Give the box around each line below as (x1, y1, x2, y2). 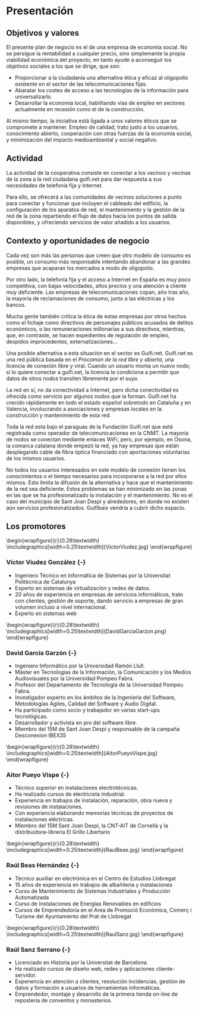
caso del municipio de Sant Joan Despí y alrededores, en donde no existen (6, 498, 189, 505)
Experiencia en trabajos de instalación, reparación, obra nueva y (14, 797, 173, 804)
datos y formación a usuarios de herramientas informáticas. (14, 984, 162, 991)
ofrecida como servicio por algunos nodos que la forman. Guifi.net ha (6, 393, 176, 400)
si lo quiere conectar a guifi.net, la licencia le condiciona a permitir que (6, 368, 179, 375)
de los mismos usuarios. (6, 454, 66, 462)
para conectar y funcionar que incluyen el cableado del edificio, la (6, 199, 168, 206)
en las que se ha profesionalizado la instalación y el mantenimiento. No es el (6, 491, 193, 498)
